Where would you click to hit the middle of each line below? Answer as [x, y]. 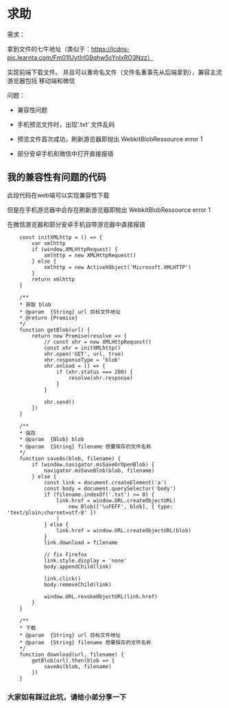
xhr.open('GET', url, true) [84, 354]
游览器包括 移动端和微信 [41, 80]
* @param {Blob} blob [52, 439]
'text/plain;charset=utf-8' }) [52, 512]
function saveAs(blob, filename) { [70, 458]
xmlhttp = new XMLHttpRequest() [90, 255]
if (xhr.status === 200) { [95, 372]
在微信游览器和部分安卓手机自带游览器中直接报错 [76, 224]
